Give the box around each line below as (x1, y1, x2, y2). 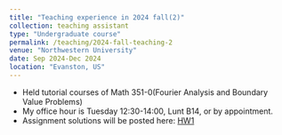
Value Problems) (21, 96, 83, 107)
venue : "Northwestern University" (9, 46, 138, 55)
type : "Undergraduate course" (9, 29, 122, 38)
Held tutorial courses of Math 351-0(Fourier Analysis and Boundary (21, 86, 269, 98)
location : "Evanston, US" (9, 63, 105, 72)
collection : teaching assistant (9, 21, 129, 30)
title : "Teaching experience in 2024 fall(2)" (9, 12, 185, 22)
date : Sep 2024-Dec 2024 (9, 54, 101, 63)
